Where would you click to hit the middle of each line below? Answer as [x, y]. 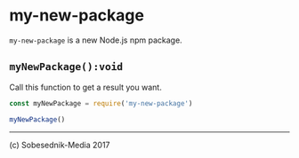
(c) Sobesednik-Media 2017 [60, 145]
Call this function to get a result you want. [85, 87]
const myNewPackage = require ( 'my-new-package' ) [101, 103]
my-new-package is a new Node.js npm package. [96, 40]
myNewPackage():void [66, 67]
